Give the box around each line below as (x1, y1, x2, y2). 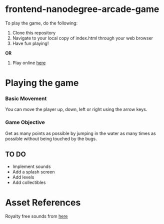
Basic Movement (5, 95, 47, 102)
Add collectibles (12, 179, 46, 185)
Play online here (12, 59, 46, 65)
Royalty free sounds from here (5, 213, 68, 219)
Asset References (5, 196, 81, 208)
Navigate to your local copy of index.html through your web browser (12, 35, 153, 41)
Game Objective (5, 119, 45, 126)
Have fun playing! (12, 40, 49, 46)
